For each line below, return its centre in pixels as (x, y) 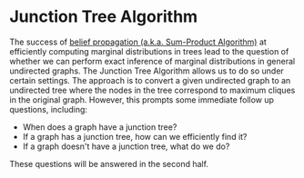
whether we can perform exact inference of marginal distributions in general (152, 61)
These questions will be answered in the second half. (109, 163)
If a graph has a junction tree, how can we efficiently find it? (135, 136)
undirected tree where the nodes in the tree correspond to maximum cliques (152, 90)
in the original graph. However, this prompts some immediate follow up (142, 99)
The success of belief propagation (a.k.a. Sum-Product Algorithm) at (138, 42)
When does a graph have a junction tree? (100, 127)
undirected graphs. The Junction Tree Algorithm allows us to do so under (147, 71)
